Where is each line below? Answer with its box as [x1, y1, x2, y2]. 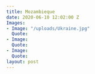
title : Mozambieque [6, 8, 55, 15]
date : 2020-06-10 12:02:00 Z [6, 14, 79, 20]
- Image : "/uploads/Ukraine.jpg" [6, 25, 90, 32]
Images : [6, 20, 26, 26]
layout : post [6, 58, 39, 64]
